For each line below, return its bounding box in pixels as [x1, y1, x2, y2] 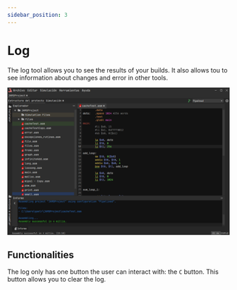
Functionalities [7, 248, 74, 260]
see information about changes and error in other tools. [7, 73, 168, 82]
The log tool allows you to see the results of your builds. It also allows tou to [7, 65, 228, 74]
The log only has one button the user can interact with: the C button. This [7, 267, 219, 276]
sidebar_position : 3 [7, 11, 68, 18]
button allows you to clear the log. [7, 275, 107, 284]
